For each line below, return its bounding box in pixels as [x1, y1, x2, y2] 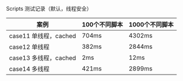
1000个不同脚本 [129, 21, 174, 28]
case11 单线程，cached [9, 32, 77, 40]
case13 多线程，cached [9, 54, 77, 62]
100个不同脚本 [81, 21, 123, 28]
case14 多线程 [9, 65, 50, 73]
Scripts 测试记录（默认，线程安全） [6, 5, 93, 12]
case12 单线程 [9, 43, 50, 51]
